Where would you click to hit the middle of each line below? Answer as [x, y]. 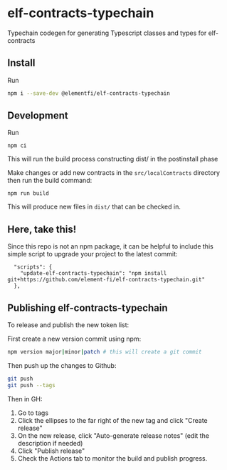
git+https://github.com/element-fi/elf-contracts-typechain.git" [106, 280]
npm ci [17, 146]
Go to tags [33, 413]
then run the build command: [50, 181]
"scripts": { [33, 267]
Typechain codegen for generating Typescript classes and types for [107, 33]
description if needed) [50, 443]
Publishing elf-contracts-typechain [88, 307]
